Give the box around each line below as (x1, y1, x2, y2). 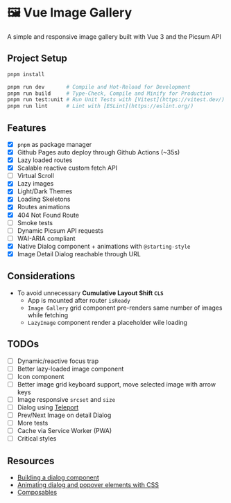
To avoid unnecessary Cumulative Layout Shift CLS (17, 288, 164, 297)
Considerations (7, 270, 76, 282)
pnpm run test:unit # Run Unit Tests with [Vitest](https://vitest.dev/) (7, 96, 225, 103)
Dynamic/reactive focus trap (17, 357, 99, 365)
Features (7, 122, 46, 134)
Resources (7, 455, 55, 467)
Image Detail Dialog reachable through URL (17, 249, 141, 258)
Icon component (17, 372, 65, 380)
